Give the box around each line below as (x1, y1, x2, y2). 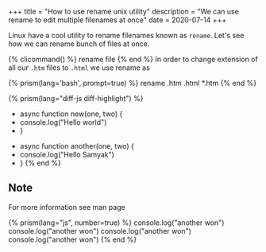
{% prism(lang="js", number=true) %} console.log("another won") (8, 218, 225, 227)
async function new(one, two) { (19, 109, 123, 118)
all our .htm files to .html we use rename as (8, 63, 151, 72)
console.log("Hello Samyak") (19, 150, 115, 159)
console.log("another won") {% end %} (8, 235, 137, 244)
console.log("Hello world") (19, 118, 107, 126)
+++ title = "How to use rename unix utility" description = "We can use (8, 7, 240, 16)
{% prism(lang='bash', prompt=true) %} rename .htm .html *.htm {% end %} (8, 79, 256, 87)
